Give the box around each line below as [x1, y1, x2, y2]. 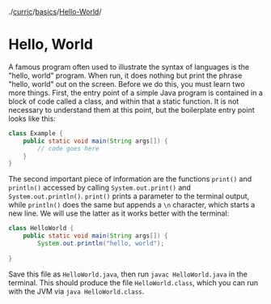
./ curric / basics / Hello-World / [8, 7, 102, 16]
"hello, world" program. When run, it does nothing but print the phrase [8, 71, 243, 80]
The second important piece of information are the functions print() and [8, 174, 252, 184]
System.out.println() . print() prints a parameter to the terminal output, [8, 191, 250, 201]
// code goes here [37, 144, 100, 152]
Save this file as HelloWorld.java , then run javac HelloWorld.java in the [8, 269, 248, 279]
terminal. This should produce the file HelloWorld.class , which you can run [8, 277, 259, 287]
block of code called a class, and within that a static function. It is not [8, 96, 239, 106]
